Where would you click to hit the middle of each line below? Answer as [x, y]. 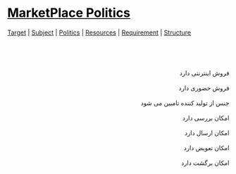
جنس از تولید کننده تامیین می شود [185, 103]
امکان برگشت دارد [205, 163]
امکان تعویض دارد [206, 148]
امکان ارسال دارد [207, 132]
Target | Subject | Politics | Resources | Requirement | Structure [99, 32]
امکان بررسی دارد [206, 118]
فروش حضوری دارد [204, 88]
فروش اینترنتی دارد [204, 73]
